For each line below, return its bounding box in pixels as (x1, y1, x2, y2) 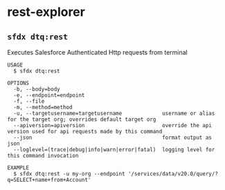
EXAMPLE (7, 164, 30, 171)
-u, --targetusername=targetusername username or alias (13, 110, 215, 117)
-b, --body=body (13, 86, 60, 93)
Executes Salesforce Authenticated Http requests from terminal (7, 48, 188, 56)
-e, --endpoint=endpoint (13, 92, 85, 99)
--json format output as (13, 134, 213, 141)
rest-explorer (7, 4, 85, 20)
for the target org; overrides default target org (7, 116, 156, 123)
